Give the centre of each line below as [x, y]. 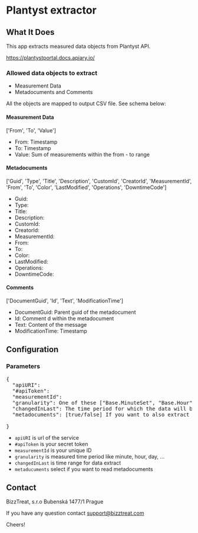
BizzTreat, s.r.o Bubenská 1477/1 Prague [55, 502]
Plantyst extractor [52, 10]
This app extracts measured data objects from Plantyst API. [78, 46]
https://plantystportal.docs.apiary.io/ [51, 58]
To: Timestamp [33, 148]
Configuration [32, 350]
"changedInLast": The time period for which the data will [99, 409]
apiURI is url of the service [47, 437]
